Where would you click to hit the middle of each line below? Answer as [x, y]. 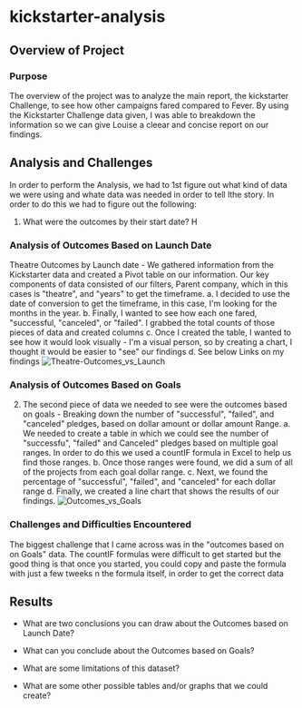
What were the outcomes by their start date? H [110, 221]
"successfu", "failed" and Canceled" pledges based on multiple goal [150, 443]
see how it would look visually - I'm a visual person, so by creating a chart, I [151, 341]
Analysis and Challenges [81, 163]
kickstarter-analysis [88, 17]
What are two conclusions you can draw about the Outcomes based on [155, 624]
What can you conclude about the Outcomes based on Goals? [138, 651]
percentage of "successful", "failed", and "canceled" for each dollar [149, 482]
